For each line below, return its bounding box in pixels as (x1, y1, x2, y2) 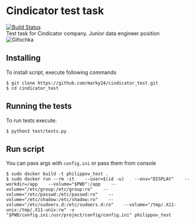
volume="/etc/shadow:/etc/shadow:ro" (6, 197, 98, 203)
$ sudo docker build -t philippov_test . (6, 171, 109, 177)
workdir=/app (6, 181, 38, 188)
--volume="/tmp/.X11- (124, 202, 177, 208)
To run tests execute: (6, 116, 57, 124)
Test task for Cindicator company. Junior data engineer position (6, 29, 160, 36)
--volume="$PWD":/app (47, 181, 101, 188)
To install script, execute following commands (6, 69, 117, 76)
